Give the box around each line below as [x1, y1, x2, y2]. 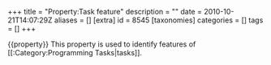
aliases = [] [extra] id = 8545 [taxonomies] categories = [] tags [54, 15, 264, 25]
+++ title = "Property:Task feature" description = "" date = [7, 7, 202, 16]
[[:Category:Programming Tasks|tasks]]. [7, 48, 143, 57]
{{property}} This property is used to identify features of [7, 39, 196, 49]
